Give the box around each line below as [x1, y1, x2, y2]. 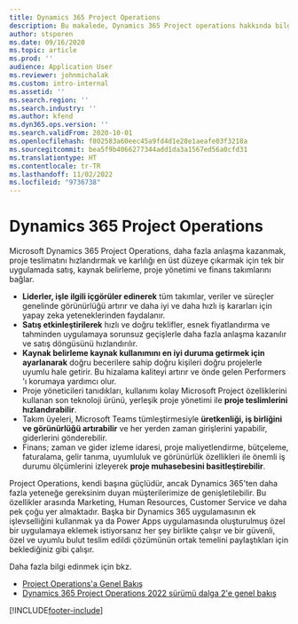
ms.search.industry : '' [9, 104, 98, 113]
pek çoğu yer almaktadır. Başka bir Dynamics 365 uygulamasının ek [9, 507, 256, 517]
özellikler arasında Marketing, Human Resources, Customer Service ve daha [9, 497, 287, 508]
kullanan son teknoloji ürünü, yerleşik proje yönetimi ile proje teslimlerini [21, 395, 288, 406]
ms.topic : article [9, 46, 77, 55]
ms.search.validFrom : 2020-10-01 [9, 129, 133, 138]
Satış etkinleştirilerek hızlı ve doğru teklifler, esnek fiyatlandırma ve [21, 320, 271, 330]
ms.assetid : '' [9, 87, 66, 96]
